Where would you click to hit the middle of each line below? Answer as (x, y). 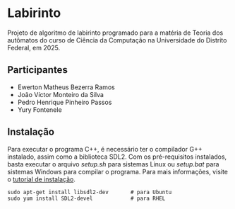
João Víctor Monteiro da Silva (61, 94)
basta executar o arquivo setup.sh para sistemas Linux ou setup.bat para (113, 164)
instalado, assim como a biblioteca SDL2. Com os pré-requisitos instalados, (117, 157)
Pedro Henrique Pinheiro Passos (65, 102)
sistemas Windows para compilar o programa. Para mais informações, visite (117, 171)
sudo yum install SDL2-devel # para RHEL (86, 198)
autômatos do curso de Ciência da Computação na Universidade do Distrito (117, 40)
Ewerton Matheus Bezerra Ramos (66, 87)
